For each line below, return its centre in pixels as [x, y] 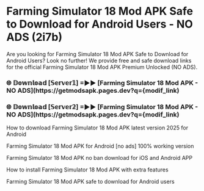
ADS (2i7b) [35, 37]
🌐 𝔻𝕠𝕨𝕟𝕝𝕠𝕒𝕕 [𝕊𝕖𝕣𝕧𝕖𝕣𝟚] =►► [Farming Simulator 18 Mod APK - [102, 107]
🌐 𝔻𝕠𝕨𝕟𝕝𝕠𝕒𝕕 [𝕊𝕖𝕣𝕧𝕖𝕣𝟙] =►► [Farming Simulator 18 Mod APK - [102, 82]
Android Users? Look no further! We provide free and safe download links [99, 60]
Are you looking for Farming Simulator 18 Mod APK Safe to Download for [97, 54]
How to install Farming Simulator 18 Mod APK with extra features [88, 170]
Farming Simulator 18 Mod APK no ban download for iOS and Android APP [100, 158]
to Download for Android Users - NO [100, 24]
